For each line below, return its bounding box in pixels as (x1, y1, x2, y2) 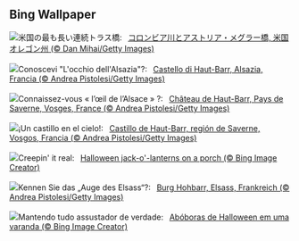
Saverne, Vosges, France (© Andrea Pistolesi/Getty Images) (9, 103, 230, 113)
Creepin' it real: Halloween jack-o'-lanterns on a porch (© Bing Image (18, 152, 278, 163)
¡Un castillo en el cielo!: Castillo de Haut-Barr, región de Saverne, (18, 122, 261, 133)
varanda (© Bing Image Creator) (9, 220, 128, 231)
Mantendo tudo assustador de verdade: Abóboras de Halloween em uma (18, 212, 290, 222)
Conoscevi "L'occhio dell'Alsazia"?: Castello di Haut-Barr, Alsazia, (18, 63, 263, 74)
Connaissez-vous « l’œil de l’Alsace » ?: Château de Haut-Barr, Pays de (18, 93, 284, 104)
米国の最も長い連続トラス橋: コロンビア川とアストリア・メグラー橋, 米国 (18, 31, 289, 43)
